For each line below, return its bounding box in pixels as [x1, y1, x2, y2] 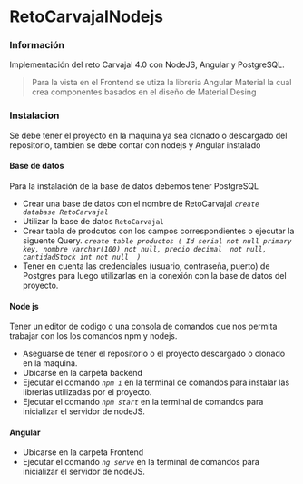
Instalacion [9, 109, 60, 122]
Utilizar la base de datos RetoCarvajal [22, 215, 165, 226]
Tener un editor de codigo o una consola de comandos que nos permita [9, 321, 278, 332]
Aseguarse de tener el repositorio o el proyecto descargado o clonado [22, 348, 286, 360]
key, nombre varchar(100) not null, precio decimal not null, [22, 244, 268, 253]
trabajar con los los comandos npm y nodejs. [9, 331, 178, 341]
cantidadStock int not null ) [22, 252, 142, 262]
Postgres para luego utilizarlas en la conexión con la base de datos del [22, 270, 288, 281]
